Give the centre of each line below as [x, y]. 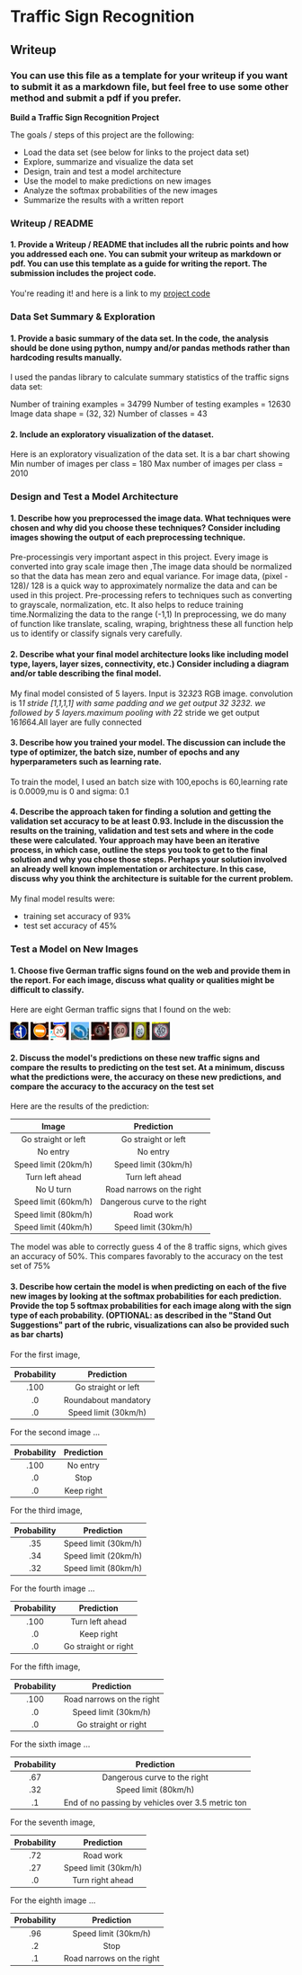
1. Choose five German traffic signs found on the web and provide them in [151, 970]
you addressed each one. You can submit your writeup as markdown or [146, 255]
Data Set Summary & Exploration [83, 317]
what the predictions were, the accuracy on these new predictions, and [146, 1077]
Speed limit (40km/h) [53, 1227]
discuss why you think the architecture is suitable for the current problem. [152, 879]
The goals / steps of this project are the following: [102, 134]
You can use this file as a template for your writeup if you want [149, 76]
